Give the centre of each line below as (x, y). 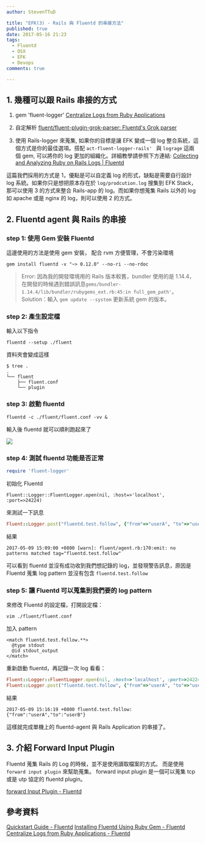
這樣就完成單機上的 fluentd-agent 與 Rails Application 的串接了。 (88, 726)
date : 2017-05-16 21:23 (37, 34)
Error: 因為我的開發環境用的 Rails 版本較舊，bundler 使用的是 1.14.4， (108, 276)
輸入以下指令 (22, 331)
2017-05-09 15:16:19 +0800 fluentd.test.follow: (69, 709)
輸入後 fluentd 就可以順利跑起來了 (49, 429)
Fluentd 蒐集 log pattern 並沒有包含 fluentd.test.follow (77, 573)
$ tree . (17, 366)
